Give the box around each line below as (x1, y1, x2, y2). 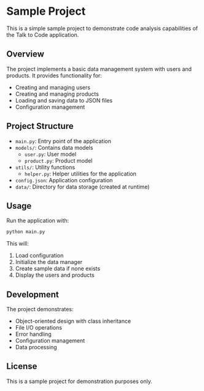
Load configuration (15, 252, 64, 259)
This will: (6, 240, 29, 247)
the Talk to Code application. (6, 31, 79, 38)
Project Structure (6, 121, 74, 131)
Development (6, 289, 60, 300)
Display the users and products (15, 271, 95, 279)
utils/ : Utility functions (15, 163, 76, 171)
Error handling (15, 330, 52, 338)
